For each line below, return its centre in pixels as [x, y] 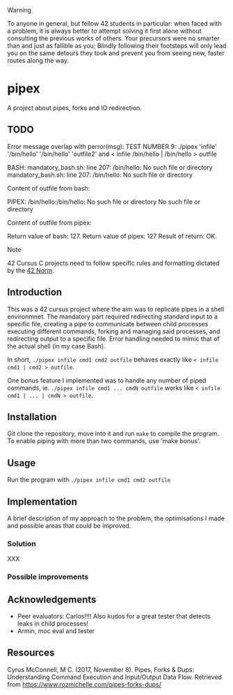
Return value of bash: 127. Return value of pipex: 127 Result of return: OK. [112, 236]
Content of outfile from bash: [49, 188]
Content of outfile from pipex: [49, 223]
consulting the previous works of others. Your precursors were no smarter [114, 38]
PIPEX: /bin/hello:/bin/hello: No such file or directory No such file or [104, 202]
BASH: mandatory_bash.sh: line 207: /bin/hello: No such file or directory [110, 167]
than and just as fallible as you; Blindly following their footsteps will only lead [117, 46]
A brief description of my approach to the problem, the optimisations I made [116, 518]
